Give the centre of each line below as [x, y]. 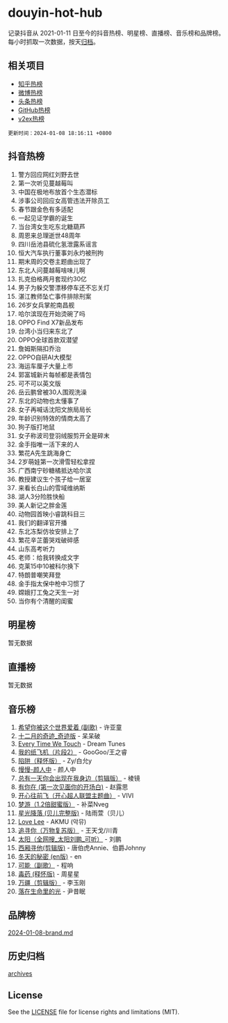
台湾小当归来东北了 [46, 331]
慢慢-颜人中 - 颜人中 [47, 770]
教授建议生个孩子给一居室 [55, 479]
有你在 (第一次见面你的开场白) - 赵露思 [73, 787]
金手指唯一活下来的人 [48, 444]
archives [20, 974]
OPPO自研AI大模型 [45, 357]
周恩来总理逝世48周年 [49, 235]
